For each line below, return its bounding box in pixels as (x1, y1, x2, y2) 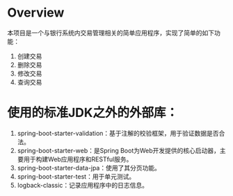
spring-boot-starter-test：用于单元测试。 (17, 172, 136, 181)
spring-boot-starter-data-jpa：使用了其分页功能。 (17, 163, 161, 172)
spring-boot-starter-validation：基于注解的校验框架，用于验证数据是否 (17, 129, 219, 137)
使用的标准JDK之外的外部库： (7, 105, 179, 121)
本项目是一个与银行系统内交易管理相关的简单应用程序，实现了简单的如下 (7, 28, 214, 37)
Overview (7, 5, 65, 21)
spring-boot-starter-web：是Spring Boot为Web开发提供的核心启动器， (17, 146, 220, 154)
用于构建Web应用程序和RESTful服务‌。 (23, 154, 133, 163)
